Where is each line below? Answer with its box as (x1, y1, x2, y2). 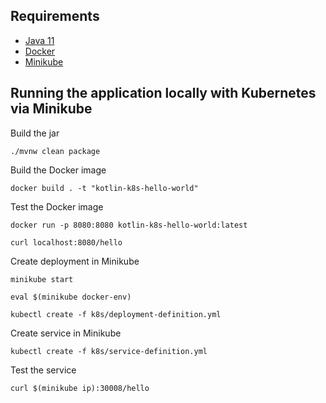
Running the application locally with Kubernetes (10, 85, 317, 102)
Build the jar (10, 127, 60, 139)
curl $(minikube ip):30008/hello (10, 383, 150, 393)
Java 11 (24, 34, 55, 46)
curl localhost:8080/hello (10, 237, 123, 248)
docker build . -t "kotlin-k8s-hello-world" (10, 183, 199, 193)
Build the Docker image (10, 164, 107, 176)
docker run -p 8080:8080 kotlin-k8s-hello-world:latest (10, 220, 248, 230)
